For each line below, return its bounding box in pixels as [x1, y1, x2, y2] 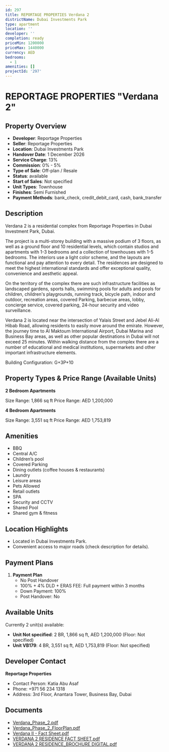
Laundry [12, 472, 30, 478]
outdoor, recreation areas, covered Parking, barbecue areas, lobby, [5, 296, 145, 302]
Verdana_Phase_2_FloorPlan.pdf [12, 725, 80, 731]
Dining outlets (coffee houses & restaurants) [12, 467, 105, 473]
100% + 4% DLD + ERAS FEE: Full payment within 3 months [20, 583, 145, 589]
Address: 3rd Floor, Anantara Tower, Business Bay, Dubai [12, 691, 132, 697]
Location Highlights [5, 524, 68, 534]
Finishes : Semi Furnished [12, 189, 66, 195]
